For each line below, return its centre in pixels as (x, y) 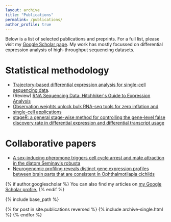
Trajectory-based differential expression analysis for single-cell (79, 85)
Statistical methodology (57, 70)
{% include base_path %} (32, 199)
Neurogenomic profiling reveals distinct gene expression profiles (81, 169)
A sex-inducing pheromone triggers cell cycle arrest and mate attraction (89, 158)
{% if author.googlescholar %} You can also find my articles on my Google (83, 184)
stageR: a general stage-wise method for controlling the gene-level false (89, 117)
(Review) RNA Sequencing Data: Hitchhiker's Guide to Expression (81, 96)
